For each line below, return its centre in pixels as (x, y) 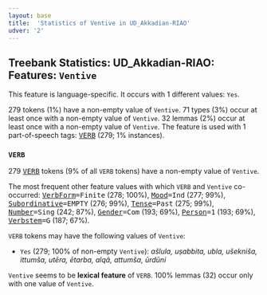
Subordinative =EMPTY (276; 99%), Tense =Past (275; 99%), (111, 203)
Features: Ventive (53, 75)
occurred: (24, 195)
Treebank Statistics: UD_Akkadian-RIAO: (112, 63)
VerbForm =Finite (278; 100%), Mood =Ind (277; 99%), (133, 195)
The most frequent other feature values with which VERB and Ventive (120, 187)
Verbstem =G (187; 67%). (49, 221)
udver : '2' (26, 30)
